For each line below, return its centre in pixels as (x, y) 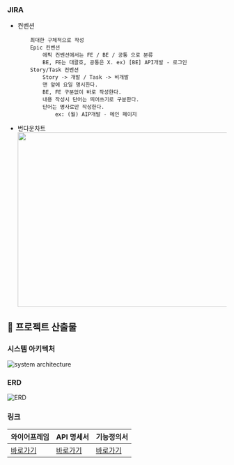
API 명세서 (72, 436)
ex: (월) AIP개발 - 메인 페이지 (96, 115)
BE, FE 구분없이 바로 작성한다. (82, 92)
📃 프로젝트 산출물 (42, 327)
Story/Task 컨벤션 (55, 70)
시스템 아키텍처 (31, 348)
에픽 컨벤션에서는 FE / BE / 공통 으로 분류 (98, 55)
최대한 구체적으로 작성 (57, 40)
